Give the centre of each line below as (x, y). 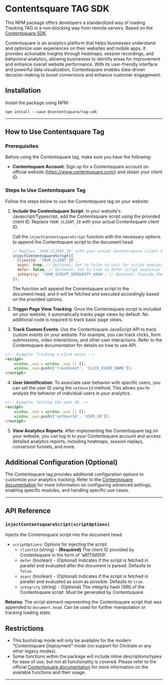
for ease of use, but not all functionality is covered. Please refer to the (84, 661)
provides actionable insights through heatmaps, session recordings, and (79, 54)
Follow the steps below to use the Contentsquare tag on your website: (77, 201)
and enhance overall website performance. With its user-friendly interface (81, 64)
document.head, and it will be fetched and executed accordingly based (85, 294)
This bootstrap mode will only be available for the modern (72, 640)
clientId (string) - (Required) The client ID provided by (77, 550)
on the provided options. (38, 299)
